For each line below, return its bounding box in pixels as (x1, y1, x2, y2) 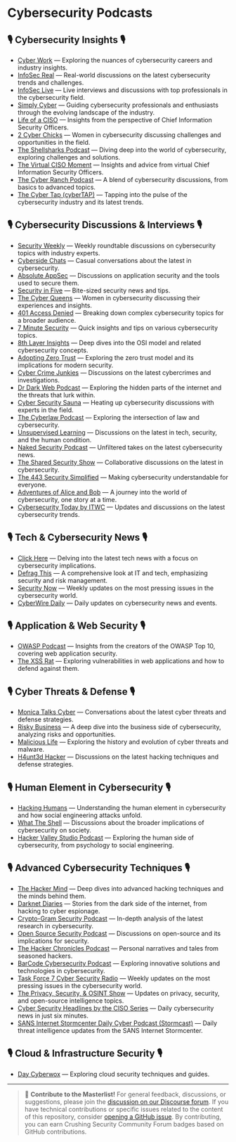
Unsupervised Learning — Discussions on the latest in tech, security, (17, 428, 218, 437)
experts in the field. (17, 406, 74, 414)
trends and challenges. (17, 79, 84, 86)
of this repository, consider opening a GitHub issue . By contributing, (24, 1112, 222, 1121)
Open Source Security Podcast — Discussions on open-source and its (17, 929, 221, 937)
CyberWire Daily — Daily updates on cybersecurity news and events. (17, 598, 218, 607)
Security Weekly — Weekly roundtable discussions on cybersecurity (17, 241, 216, 250)
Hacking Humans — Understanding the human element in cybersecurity (17, 804, 226, 812)
